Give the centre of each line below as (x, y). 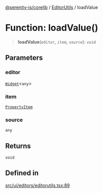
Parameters (24, 58)
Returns (18, 146)
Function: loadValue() (52, 28)
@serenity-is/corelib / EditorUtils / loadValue (52, 7)
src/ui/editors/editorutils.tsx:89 (38, 185)
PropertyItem (19, 107)
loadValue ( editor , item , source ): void (57, 42)
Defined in (22, 173)
